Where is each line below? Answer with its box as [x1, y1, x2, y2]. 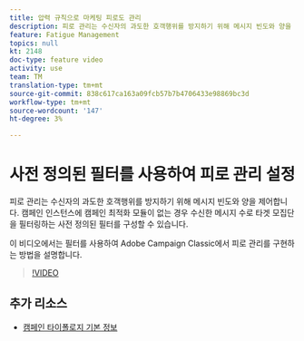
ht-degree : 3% [9, 114, 64, 123]
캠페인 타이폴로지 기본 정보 [22, 321, 118, 332]
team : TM [9, 73, 43, 82]
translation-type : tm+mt [9, 81, 103, 90]
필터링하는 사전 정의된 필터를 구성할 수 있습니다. [18, 219, 189, 229]
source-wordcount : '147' [9, 106, 103, 115]
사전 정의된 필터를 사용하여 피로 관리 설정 [9, 164, 296, 185]
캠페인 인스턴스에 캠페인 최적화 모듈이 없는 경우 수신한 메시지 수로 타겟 [21, 208, 270, 219]
